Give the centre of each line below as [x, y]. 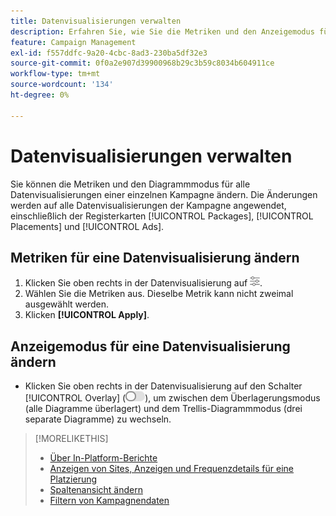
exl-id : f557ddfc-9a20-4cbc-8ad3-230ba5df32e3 [109, 53]
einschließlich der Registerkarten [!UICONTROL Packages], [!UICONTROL [162, 216]
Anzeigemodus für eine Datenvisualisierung [150, 346]
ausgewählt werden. [66, 304]
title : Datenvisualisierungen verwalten [96, 21]
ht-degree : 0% [40, 95]
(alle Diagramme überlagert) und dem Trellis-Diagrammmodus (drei [163, 409]
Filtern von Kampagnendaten [109, 501]
